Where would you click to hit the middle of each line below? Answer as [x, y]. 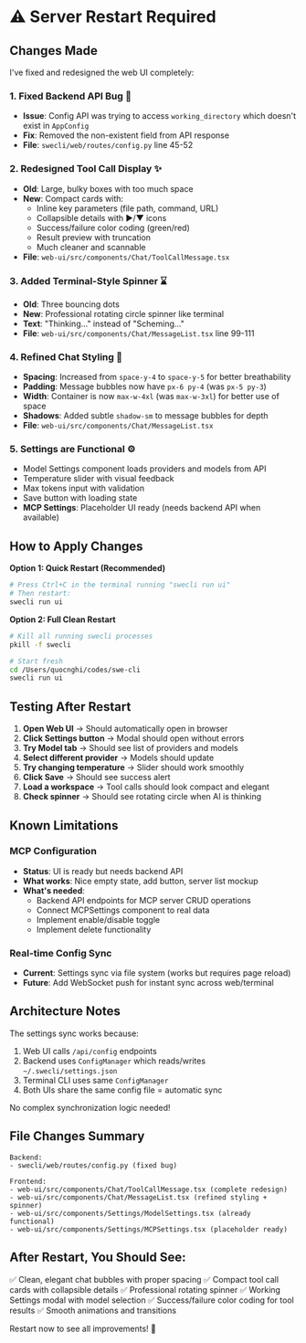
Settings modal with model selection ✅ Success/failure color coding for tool [152, 1300]
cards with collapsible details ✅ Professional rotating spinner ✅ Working [145, 1289]
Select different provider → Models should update [118, 758]
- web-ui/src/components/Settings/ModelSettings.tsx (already [130, 1213]
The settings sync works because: [74, 1033]
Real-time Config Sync [61, 953]
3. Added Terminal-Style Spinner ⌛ [88, 280]
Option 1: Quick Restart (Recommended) [88, 568]
